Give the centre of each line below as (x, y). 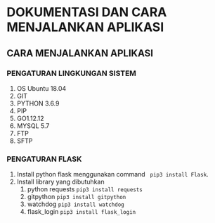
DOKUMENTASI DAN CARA (87, 12)
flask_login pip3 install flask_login (82, 212)
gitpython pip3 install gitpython (77, 197)
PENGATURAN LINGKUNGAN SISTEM (71, 73)
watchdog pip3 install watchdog (76, 204)
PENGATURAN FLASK (44, 159)
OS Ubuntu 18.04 (41, 88)
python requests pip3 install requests (85, 189)
